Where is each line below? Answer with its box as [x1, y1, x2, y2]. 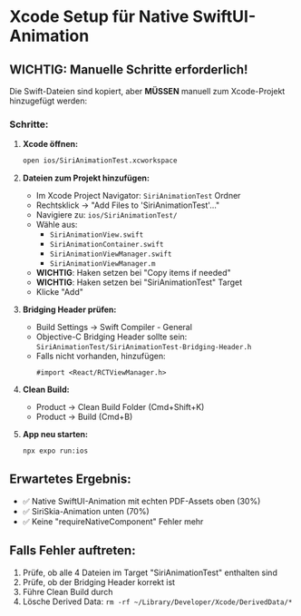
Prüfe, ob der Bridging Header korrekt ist [22, 576, 175, 587]
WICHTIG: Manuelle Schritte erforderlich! [9, 62, 248, 77]
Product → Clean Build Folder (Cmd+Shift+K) [35, 402, 205, 413]
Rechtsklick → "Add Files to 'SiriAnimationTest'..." [35, 200, 220, 210]
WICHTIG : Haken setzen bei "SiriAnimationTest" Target [35, 277, 243, 288]
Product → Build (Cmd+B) [35, 411, 133, 423]
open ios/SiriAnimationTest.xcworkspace [22, 156, 178, 165]
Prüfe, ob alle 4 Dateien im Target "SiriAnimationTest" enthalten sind [22, 567, 278, 578]
